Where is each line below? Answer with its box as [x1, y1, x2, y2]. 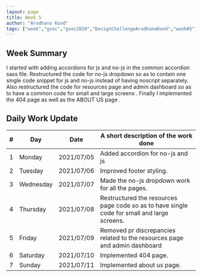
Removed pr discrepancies [100, 226, 176, 234]
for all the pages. [100, 183, 148, 192]
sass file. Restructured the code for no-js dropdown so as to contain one [6, 71, 186, 78]
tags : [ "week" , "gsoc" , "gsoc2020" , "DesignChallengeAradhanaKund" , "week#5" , [6, 25, 198, 32]
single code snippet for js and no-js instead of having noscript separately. [6, 77, 189, 84]
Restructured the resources [100, 194, 177, 202]
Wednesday [19, 180, 53, 188]
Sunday [19, 261, 41, 269]
